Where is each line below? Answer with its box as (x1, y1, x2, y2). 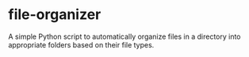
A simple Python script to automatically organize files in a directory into (8, 32, 241, 41)
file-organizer (8, 6, 102, 24)
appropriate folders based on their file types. (8, 40, 155, 49)
